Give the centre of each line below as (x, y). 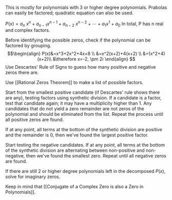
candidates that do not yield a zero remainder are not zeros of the (75, 109)
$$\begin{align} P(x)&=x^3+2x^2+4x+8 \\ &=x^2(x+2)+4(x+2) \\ (75, 54)
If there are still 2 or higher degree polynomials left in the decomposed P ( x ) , (85, 171)
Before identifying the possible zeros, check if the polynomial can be (78, 40)
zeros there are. (22, 73)
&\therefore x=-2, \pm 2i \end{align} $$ (94, 59)
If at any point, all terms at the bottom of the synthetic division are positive (84, 130)
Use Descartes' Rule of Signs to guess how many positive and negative (81, 67)
